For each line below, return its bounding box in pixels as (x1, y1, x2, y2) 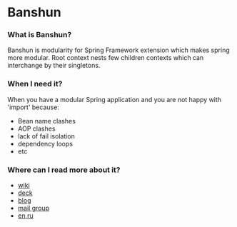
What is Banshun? (7, 30, 72, 40)
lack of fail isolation (17, 131, 75, 140)
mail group (17, 204, 50, 213)
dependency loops (17, 139, 74, 148)
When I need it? (7, 79, 63, 89)
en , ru (17, 211, 34, 220)
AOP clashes (17, 124, 56, 133)
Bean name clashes (17, 116, 76, 125)
